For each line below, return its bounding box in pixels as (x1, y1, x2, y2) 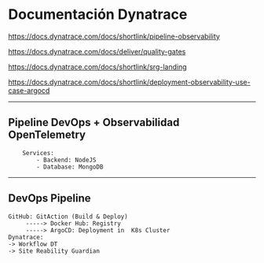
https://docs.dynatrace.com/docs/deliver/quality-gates (8, 46, 186, 56)
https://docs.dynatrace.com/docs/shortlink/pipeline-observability (8, 31, 220, 41)
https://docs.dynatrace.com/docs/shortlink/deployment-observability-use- (8, 77, 251, 87)
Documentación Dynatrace (8, 6, 188, 24)
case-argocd (8, 85, 50, 95)
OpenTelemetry (8, 128, 86, 142)
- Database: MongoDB (36, 163, 104, 171)
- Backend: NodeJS (36, 156, 97, 164)
